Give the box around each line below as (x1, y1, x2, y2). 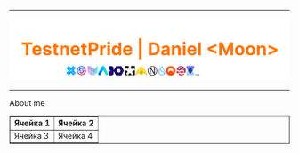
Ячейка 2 (57, 117, 94, 129)
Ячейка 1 (14, 117, 51, 129)
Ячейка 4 (57, 131, 93, 141)
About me (9, 97, 45, 108)
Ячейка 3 (14, 131, 49, 141)
